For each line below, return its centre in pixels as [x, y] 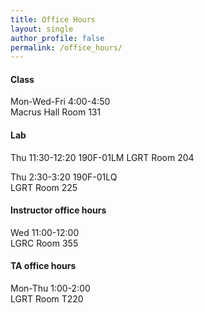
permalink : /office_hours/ [66, 47]
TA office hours [43, 266]
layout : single [42, 29]
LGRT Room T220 [47, 299]
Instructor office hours [58, 210]
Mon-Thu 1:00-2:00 [50, 288]
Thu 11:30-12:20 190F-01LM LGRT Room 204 [102, 157]
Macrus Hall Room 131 [56, 112]
